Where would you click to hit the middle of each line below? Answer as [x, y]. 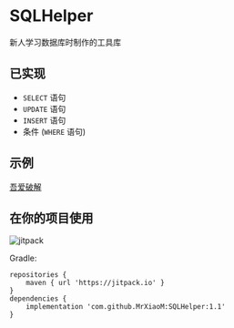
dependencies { [38, 299]
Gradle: [23, 258]
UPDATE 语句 [44, 108]
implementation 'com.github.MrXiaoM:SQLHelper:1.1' [126, 307]
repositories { [38, 275]
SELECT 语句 [44, 97]
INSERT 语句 [44, 120]
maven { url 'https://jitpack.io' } [96, 283]
